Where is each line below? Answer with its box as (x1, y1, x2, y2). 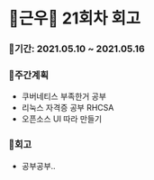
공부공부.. (21, 160, 56, 171)
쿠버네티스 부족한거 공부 (21, 91, 107, 102)
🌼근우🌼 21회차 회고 (8, 8, 141, 29)
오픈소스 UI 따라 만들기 (21, 113, 103, 124)
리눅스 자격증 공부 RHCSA (21, 103, 114, 113)
